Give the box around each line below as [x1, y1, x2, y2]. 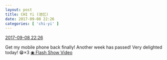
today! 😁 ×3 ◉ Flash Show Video [5, 50, 73, 56]
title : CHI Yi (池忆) [5, 12, 49, 17]
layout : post [5, 7, 32, 12]
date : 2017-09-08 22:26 [5, 16, 55, 21]
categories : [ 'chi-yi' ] [5, 21, 59, 26]
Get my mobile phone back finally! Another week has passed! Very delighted [5, 44, 163, 50]
